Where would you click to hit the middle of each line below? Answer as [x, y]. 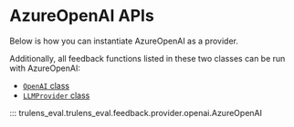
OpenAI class [46, 85]
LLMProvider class [56, 95]
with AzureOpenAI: [45, 68]
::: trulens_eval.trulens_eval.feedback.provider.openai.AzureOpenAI [136, 112]
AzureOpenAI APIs [82, 16]
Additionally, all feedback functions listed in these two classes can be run [147, 58]
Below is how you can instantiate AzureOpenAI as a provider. [124, 41]
